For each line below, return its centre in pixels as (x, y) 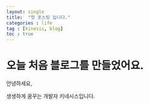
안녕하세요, (19, 83)
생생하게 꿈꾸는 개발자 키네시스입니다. (51, 96)
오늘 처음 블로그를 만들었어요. (75, 66)
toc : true (20, 34)
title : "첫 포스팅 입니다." (38, 17)
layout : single (25, 12)
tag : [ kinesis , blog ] (35, 28)
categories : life (29, 23)
